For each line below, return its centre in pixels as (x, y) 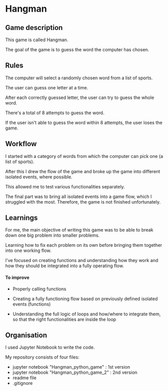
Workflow (21, 144)
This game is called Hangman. (37, 40)
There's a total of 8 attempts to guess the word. (55, 113)
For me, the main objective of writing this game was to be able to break (79, 230)
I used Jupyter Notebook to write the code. (50, 347)
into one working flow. (28, 251)
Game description (34, 28)
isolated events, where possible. (39, 177)
